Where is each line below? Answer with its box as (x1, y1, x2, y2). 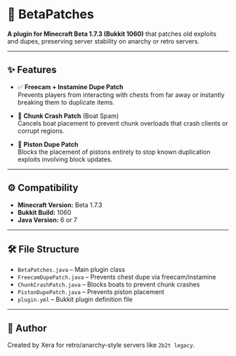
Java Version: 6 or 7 (17, 216, 77, 224)
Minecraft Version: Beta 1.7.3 (17, 200, 103, 209)
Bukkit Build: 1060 (17, 208, 72, 216)
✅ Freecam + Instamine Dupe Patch (17, 82, 124, 91)
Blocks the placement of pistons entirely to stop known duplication (17, 147, 211, 156)
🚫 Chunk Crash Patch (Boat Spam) (17, 112, 119, 120)
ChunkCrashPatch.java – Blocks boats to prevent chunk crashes (17, 280, 200, 289)
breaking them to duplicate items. (17, 98, 114, 106)
